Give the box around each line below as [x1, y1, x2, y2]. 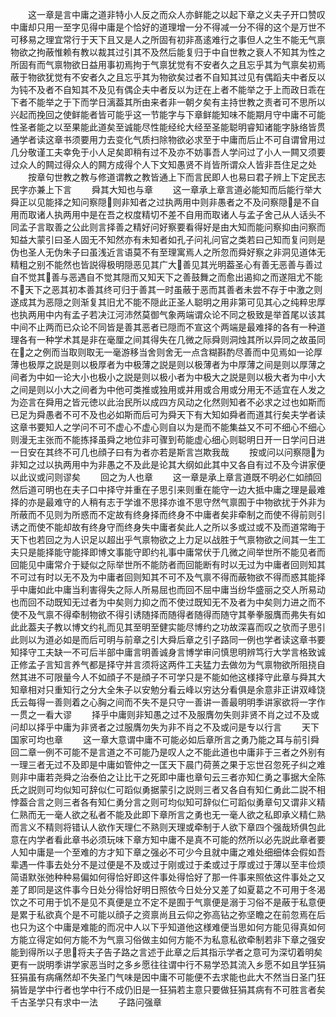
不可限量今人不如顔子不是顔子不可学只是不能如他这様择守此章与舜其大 [36, 671, 326, 683]
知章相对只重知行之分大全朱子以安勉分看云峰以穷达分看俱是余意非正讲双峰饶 [10, 684, 326, 695]
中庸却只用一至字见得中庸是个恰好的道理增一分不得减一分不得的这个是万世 [10, 21, 317, 33]
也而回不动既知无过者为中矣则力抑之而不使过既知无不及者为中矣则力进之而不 [10, 596, 326, 608]
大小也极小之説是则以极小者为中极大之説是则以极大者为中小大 [71, 371, 326, 383]
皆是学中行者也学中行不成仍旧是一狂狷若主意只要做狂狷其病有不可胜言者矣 [18, 984, 326, 995]
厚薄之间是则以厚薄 [237, 359, 317, 370]
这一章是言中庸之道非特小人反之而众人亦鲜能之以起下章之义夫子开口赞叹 [27, 9, 326, 20]
